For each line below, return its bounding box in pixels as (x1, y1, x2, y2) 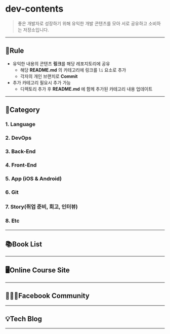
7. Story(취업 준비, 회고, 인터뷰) (5, 203, 78, 210)
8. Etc (5, 217, 20, 224)
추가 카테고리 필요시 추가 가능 (12, 79, 71, 86)
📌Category (5, 106, 40, 114)
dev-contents (5, 3, 64, 15)
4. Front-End (5, 161, 37, 169)
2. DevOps (5, 134, 32, 141)
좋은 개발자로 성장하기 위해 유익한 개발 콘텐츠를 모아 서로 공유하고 (17, 20, 148, 26)
